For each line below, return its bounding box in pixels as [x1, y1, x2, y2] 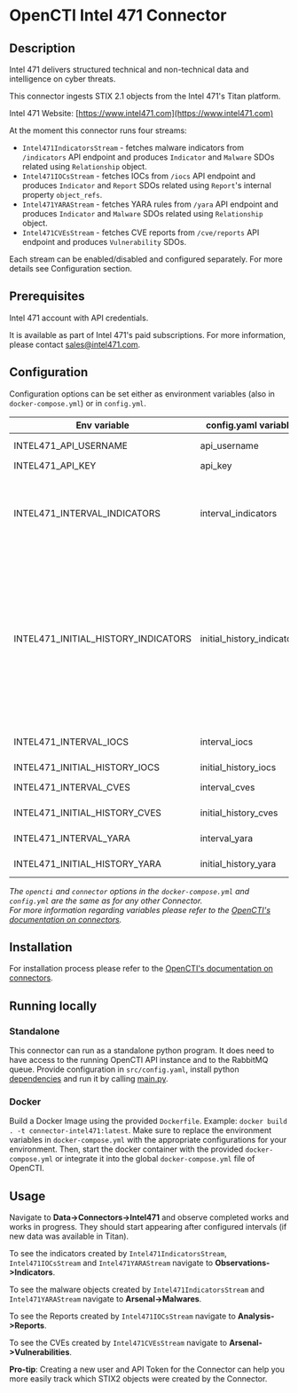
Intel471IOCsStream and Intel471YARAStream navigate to [9, 1257, 214, 1269]
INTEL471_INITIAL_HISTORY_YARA [13, 857, 162, 870]
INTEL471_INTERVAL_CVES [13, 781, 130, 793]
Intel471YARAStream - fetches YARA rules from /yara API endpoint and [21, 199, 278, 209]
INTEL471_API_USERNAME [13, 439, 129, 452]
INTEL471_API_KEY [13, 459, 97, 471]
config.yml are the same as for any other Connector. [9, 895, 203, 906]
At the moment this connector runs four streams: [9, 125, 188, 136]
